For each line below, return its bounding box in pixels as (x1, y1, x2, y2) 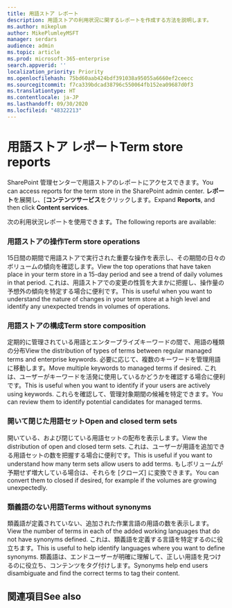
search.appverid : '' (7, 62, 67, 69)
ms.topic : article (7, 49, 60, 56)
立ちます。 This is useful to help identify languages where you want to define (7, 543, 225, 552)
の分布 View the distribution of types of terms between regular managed (7, 346, 213, 355)
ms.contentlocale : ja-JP (7, 94, 79, 101)
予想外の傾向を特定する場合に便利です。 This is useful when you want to (7, 287, 213, 295)
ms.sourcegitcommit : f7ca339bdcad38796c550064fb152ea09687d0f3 (7, 81, 194, 88)
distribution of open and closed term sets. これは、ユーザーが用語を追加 (7, 442, 213, 450)
